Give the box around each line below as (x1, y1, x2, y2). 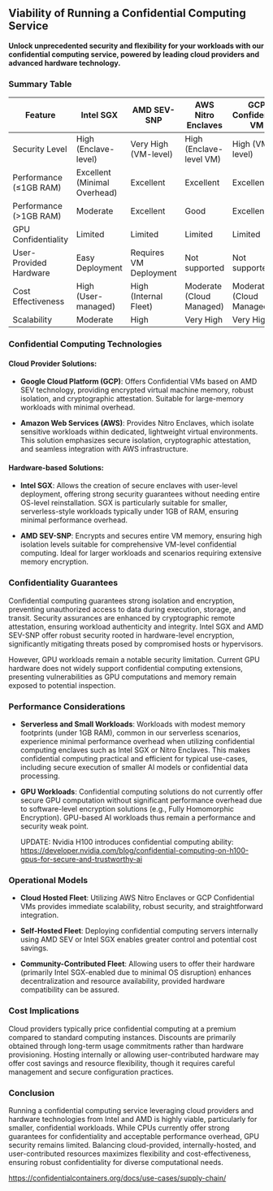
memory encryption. (19, 557, 89, 567)
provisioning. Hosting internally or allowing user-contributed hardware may (8, 1050, 260, 1059)
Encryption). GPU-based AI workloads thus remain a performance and (19, 812, 256, 823)
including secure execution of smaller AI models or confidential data (19, 763, 249, 773)
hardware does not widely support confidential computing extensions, (8, 663, 244, 673)
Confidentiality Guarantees (8, 577, 119, 588)
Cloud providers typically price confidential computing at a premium (8, 1024, 236, 1033)
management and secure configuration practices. (8, 1067, 174, 1076)
